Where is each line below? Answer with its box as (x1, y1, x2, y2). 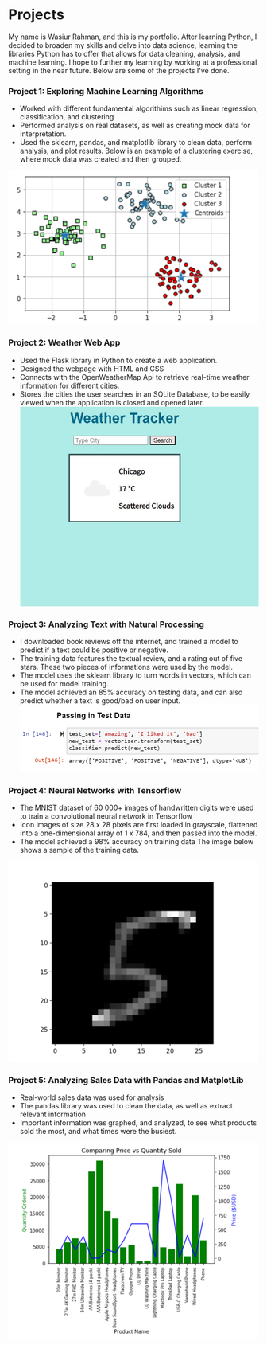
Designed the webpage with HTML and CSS (19, 364, 164, 373)
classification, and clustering (19, 112, 114, 122)
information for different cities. (19, 381, 120, 390)
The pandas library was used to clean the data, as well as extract (19, 1101, 233, 1111)
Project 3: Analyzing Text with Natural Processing (8, 619, 205, 630)
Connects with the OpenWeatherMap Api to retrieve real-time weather (19, 372, 250, 381)
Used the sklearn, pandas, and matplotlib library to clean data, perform (19, 138, 253, 147)
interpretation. (19, 129, 67, 139)
